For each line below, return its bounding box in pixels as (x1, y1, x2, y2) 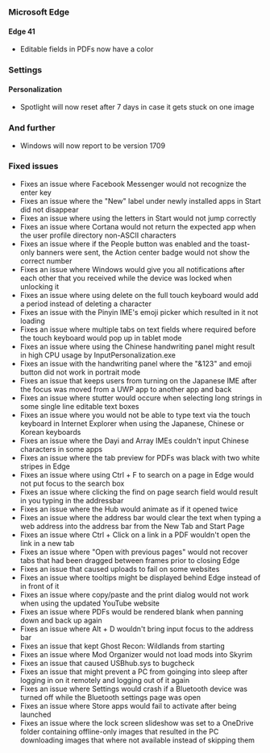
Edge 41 (8, 27, 35, 36)
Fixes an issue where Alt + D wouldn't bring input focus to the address (19, 623, 254, 634)
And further (8, 122, 56, 134)
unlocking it (19, 281, 59, 292)
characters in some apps (19, 444, 103, 453)
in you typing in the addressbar (19, 495, 124, 505)
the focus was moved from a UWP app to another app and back (19, 384, 232, 394)
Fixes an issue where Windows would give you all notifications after (19, 264, 245, 274)
